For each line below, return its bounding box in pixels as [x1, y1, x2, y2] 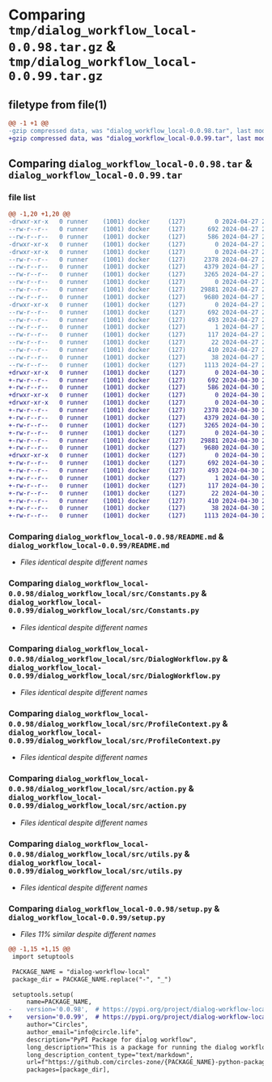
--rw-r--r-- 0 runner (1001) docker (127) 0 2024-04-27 [8, 278, 259, 286]
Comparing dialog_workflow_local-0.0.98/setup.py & [8, 903, 220, 914]
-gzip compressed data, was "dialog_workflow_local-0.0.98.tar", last [8, 127, 252, 135]
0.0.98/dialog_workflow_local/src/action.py [8, 784, 187, 794]
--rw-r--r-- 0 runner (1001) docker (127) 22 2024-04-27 [8, 338, 259, 346]
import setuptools [11, 953, 74, 961]
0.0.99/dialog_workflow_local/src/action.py [8, 801, 187, 810]
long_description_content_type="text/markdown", [26, 1050, 194, 1059]
